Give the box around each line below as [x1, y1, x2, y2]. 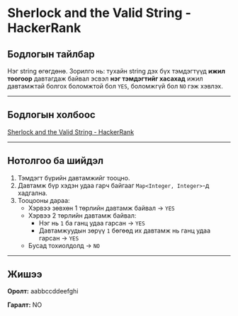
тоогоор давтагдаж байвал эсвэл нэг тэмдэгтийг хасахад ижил [7, 74, 203, 83]
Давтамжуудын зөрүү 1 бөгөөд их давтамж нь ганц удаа [38, 226, 211, 235]
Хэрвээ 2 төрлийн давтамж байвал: [28, 211, 137, 220]
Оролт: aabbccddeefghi [7, 287, 79, 295]
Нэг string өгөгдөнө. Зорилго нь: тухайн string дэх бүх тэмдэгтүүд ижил [7, 67, 225, 75]
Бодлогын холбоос [7, 109, 96, 121]
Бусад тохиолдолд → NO [28, 241, 101, 250]
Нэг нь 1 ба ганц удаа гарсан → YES [38, 218, 145, 227]
